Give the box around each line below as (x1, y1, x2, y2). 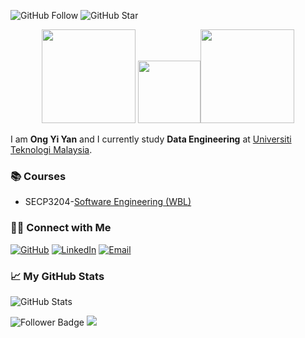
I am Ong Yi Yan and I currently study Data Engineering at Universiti (10, 133, 292, 145)
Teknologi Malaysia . (10, 144, 93, 155)
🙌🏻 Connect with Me (10, 221, 112, 235)
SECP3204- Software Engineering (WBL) (24, 196, 192, 208)
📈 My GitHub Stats (10, 269, 105, 283)
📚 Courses (10, 169, 67, 183)
